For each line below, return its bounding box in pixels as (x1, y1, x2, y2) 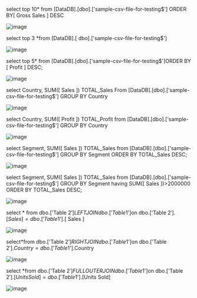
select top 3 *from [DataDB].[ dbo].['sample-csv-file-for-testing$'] (6, 35, 168, 41)
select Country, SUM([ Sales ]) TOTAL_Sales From (6, 87, 128, 94)
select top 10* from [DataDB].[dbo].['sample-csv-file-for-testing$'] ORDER (6, 6, 187, 12)
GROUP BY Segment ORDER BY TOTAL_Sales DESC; (60, 151, 188, 158)
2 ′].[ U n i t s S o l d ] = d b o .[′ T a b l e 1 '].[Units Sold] (6, 274, 111, 280)
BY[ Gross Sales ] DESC (6, 12, 64, 19)
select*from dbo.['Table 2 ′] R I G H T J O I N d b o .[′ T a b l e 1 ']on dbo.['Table (6, 239, 167, 245)
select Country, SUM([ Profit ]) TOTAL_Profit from (6, 115, 126, 122)
